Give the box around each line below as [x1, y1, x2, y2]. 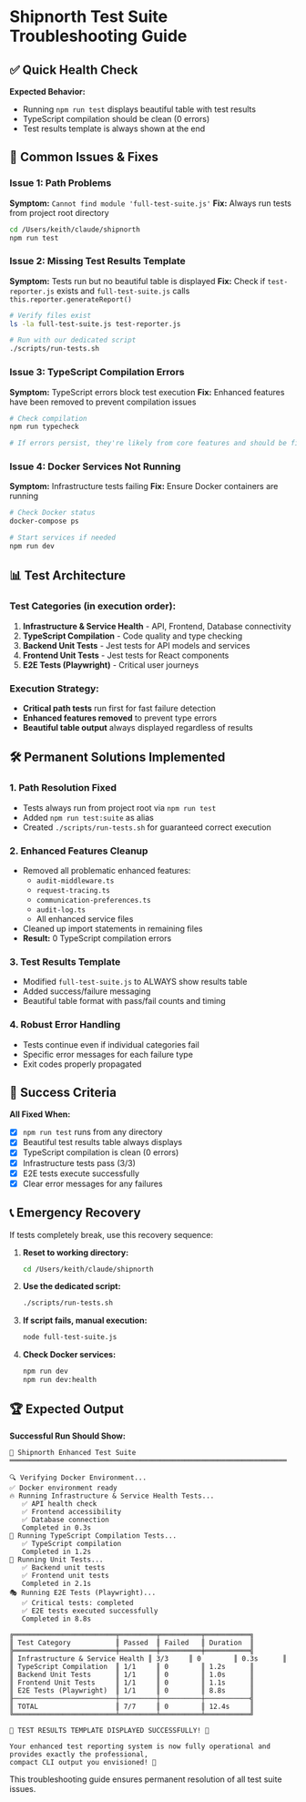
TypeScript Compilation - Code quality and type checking [22, 630, 243, 641]
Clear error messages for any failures [22, 1178, 163, 1189]
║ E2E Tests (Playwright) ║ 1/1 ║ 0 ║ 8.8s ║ [9, 1685, 255, 1695]
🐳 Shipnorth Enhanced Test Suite [9, 1448, 137, 1457]
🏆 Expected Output [9, 1401, 125, 1418]
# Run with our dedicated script [9, 335, 137, 345]
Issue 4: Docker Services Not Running [9, 460, 181, 473]
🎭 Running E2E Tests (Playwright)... [9, 1588, 157, 1597]
